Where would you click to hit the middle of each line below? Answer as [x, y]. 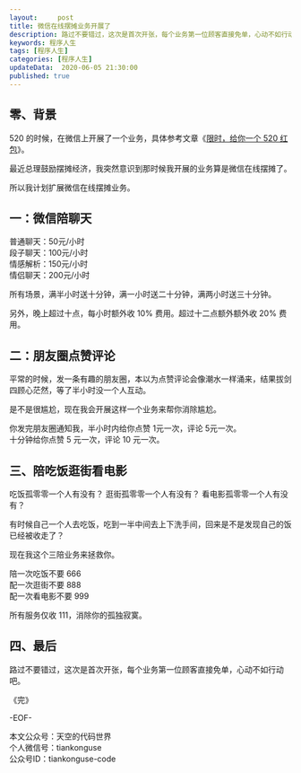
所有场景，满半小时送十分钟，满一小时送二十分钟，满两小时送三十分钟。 [142, 294]
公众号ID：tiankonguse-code [63, 759]
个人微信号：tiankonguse [56, 747]
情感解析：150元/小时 [48, 264]
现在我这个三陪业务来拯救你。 [64, 554]
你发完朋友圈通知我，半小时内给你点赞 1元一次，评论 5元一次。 [125, 428]
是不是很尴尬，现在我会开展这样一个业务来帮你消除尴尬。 [115, 409]
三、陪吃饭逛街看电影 [68, 471]
